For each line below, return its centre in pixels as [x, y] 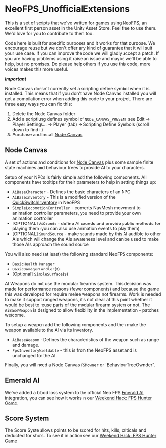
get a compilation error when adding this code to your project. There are [79, 99]
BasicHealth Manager [33, 264]
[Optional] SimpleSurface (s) [40, 274]
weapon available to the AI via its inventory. [49, 330]
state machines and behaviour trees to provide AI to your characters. [75, 167]
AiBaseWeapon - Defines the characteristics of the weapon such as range [85, 339]
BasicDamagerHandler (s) [36, 269]
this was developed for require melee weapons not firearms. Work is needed [83, 294]
